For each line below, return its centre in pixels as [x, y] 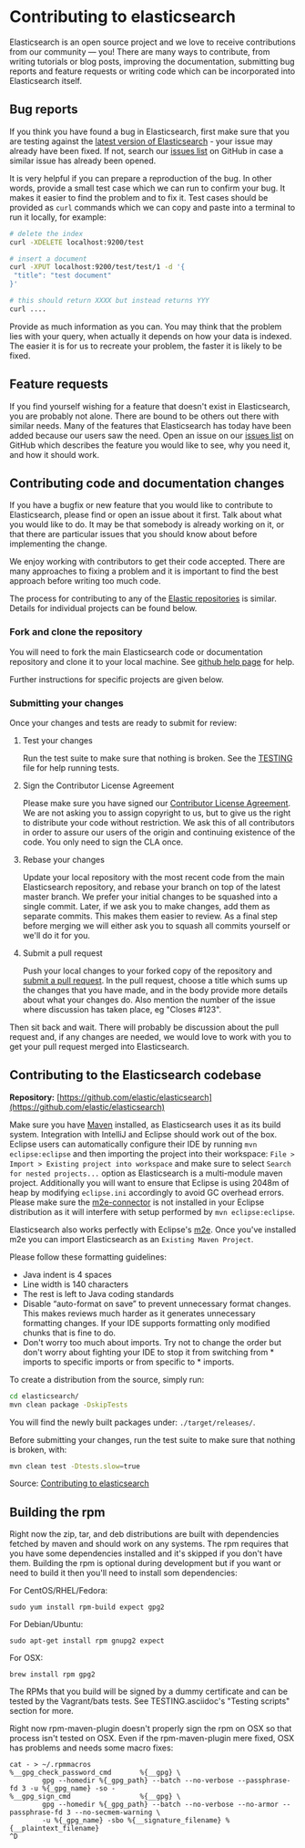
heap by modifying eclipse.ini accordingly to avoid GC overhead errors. [147, 1192]
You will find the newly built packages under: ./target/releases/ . [132, 1422]
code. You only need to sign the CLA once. [103, 842]
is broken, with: [38, 1449]
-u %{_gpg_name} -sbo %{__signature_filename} [132, 1821]
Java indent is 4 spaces [67, 1274]
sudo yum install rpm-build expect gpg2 [87, 1607]
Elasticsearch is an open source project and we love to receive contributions [152, 42]
